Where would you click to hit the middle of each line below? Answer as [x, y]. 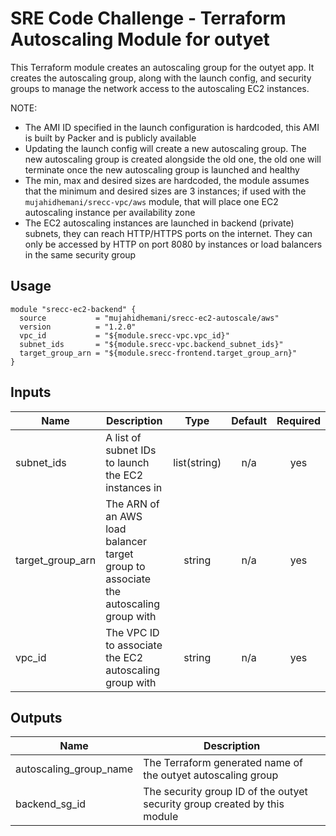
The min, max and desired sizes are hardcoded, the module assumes [167, 180]
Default [249, 420]
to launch [127, 462]
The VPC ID [132, 632]
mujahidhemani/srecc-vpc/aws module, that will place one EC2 [151, 201]
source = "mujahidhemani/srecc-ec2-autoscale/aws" [149, 318]
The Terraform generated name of [223, 763]
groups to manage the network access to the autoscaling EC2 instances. [160, 88]
